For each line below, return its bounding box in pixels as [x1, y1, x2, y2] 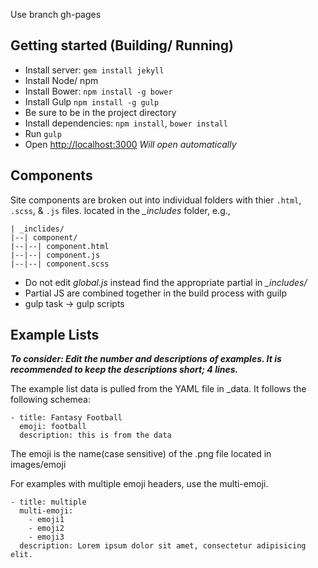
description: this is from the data [19, 430, 172, 441]
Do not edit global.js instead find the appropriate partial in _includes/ [24, 276, 308, 288]
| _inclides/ [10, 224, 65, 234]
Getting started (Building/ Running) [10, 37, 234, 54]
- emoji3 [28, 532, 65, 543]
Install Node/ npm [24, 74, 99, 86]
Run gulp [24, 127, 62, 139]
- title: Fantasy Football [10, 413, 123, 423]
